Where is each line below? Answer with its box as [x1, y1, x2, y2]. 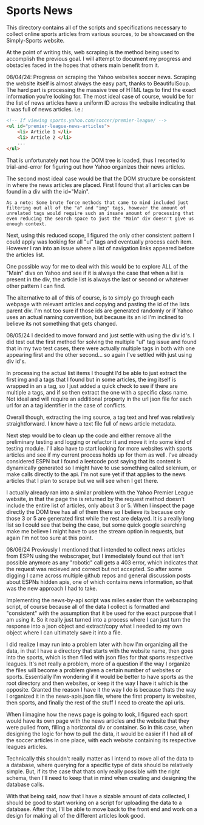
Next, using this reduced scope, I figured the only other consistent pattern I [6, 232, 195, 239]
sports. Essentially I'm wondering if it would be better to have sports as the [6, 673, 194, 681]
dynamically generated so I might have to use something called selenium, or [6, 464, 197, 472]
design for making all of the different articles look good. [6, 812, 146, 820]
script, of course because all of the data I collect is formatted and [6, 603, 170, 611]
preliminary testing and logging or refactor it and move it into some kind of [6, 438, 192, 446]
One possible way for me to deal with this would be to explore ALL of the [6, 263, 188, 270]
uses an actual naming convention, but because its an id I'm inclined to [6, 314, 184, 321]
